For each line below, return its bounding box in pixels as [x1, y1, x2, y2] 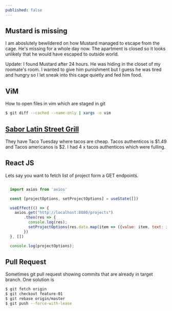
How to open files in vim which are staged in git [5, 101, 106, 107]
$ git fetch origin [5, 286, 47, 292]
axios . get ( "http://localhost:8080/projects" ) [14, 210, 114, 215]
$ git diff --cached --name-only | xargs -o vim [5, 111, 111, 116]
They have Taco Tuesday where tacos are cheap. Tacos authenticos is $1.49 [5, 138, 167, 144]
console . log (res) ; [28, 219, 68, 225]
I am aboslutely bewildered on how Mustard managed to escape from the [5, 40, 160, 46]
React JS [5, 159, 34, 168]
